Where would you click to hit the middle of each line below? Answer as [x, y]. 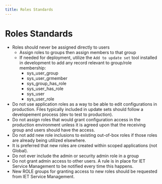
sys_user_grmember [47, 78]
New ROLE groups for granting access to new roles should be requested [85, 171]
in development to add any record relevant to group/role [76, 63]
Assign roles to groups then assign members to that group [78, 52]
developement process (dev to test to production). [63, 114]
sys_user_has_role [45, 89]
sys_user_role [40, 99]
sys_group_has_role [46, 83]
